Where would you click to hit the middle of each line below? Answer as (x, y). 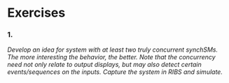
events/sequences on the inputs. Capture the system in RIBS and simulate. (115, 72)
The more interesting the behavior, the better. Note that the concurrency (111, 57)
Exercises (36, 13)
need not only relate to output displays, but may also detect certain (104, 65)
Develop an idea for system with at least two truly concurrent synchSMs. (113, 50)
